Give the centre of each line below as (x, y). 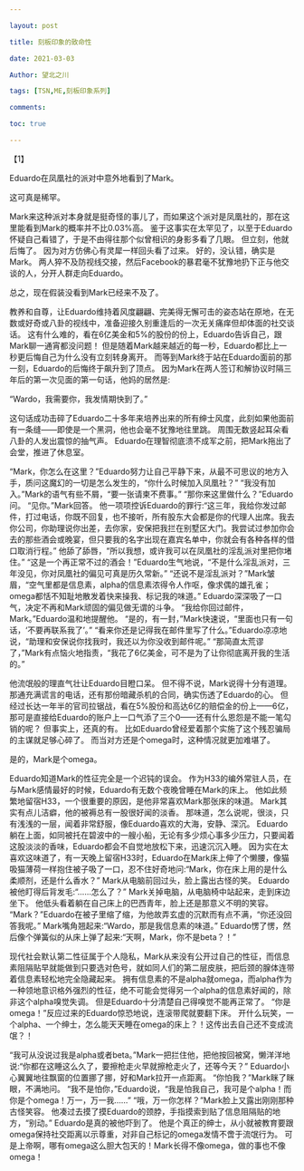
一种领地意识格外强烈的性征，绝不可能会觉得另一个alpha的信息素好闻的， (146, 990)
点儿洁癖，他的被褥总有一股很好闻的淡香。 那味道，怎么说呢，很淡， (153, 812)
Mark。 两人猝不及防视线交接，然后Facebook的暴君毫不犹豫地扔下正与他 (146, 261)
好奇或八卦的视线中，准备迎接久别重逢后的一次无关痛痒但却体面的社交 (156, 323)
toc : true (28, 124)
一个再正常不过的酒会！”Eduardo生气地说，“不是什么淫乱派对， (165, 562)
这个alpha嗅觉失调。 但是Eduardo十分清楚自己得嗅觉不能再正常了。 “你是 (154, 1002)
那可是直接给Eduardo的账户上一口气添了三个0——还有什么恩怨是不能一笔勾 (150, 717)
